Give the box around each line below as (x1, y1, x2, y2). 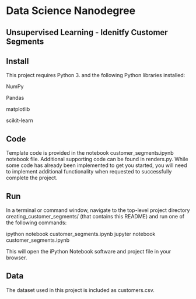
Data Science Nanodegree (6, 4, 136, 18)
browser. (6, 254, 27, 261)
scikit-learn (6, 117, 33, 124)
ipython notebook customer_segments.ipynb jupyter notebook (6, 231, 156, 238)
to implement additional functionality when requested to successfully (6, 168, 172, 175)
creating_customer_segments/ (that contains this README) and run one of (6, 213, 185, 220)
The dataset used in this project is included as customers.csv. (6, 286, 155, 293)
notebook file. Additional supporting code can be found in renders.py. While (6, 156, 188, 163)
